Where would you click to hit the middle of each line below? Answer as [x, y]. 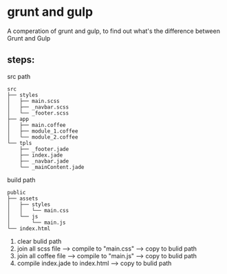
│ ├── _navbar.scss [38, 107]
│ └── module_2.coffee [43, 137]
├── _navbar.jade [44, 161]
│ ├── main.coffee [37, 125]
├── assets [23, 198]
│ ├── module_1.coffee [43, 131]
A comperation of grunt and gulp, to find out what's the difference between [113, 31]
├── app [18, 119]
